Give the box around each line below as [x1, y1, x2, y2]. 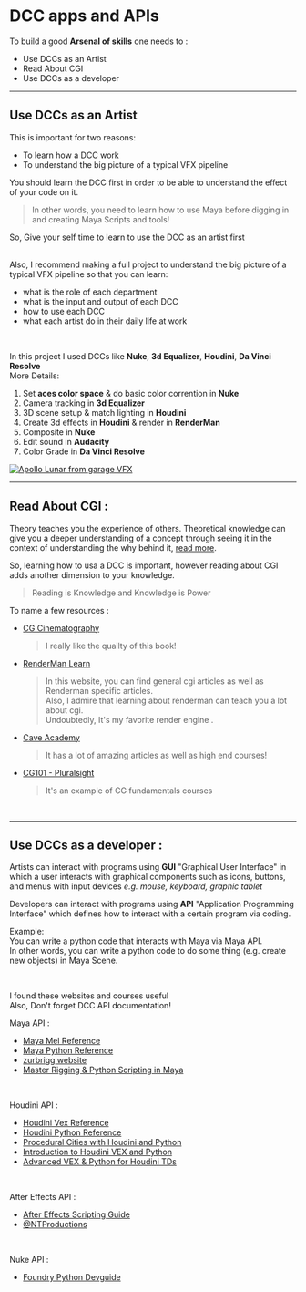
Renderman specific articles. [45, 685, 153, 696]
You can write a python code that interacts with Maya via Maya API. [9, 935, 263, 946]
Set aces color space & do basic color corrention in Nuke [22, 388, 240, 398]
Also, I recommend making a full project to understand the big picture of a [9, 259, 287, 270]
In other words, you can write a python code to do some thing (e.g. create [9, 946, 287, 956]
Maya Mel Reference [22, 1036, 101, 1047]
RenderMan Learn [22, 657, 91, 668]
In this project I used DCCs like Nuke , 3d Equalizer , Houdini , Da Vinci [9, 350, 271, 361]
